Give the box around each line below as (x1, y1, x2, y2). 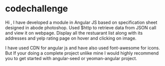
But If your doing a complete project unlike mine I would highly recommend (5, 50, 159, 56)
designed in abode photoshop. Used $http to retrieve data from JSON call (5, 24, 157, 30)
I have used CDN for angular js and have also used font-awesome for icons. (5, 45, 161, 51)
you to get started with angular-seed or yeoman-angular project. (5, 55, 138, 61)
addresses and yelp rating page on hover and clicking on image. (5, 35, 137, 41)
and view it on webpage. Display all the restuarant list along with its (5, 30, 143, 36)
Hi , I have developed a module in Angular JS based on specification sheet (5, 19, 158, 25)
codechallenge (5, 3, 68, 14)
